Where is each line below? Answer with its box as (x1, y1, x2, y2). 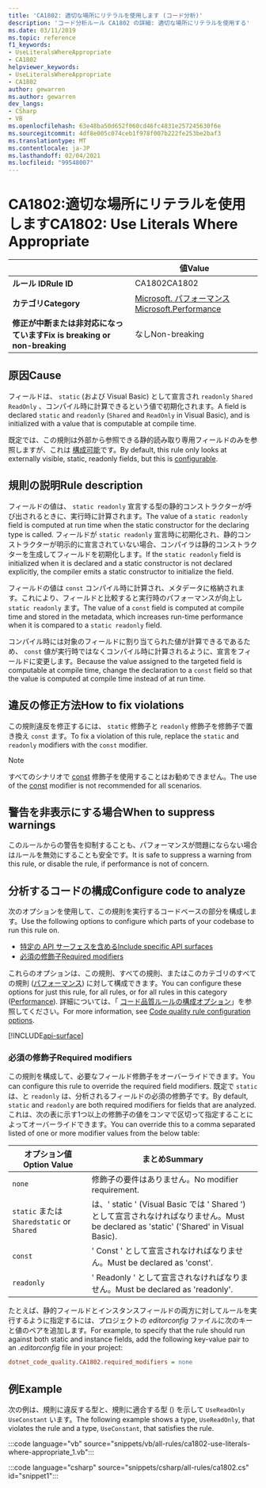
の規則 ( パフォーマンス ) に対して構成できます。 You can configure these (8, 979, 242, 988)
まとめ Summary (142, 1154, 203, 1165)
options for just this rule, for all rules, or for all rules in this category (8, 987, 228, 997)
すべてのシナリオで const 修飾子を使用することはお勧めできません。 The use (8, 772, 257, 781)
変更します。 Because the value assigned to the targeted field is (35, 656, 243, 666)
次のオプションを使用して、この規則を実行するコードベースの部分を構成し (8, 906, 251, 916)
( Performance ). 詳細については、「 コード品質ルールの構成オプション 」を (8, 997, 245, 1006)
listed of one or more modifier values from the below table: (8, 1128, 200, 1138)
